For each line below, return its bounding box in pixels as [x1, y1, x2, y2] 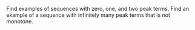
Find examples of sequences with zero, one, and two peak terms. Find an [6, 5, 190, 12]
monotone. [6, 18, 33, 25]
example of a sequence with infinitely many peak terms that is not [6, 11, 171, 19]
